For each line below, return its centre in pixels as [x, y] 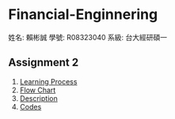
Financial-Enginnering [83, 15]
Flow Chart [38, 90]
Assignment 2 [44, 63]
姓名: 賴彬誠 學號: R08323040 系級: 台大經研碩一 [88, 37]
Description [38, 98]
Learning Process [48, 81]
